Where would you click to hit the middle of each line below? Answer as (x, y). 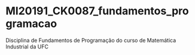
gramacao (31, 24)
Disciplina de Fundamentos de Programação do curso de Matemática (91, 40)
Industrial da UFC (27, 47)
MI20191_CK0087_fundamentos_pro (97, 11)
